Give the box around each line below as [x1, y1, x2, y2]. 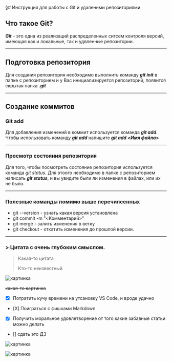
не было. [5, 180, 25, 186]
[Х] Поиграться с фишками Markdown [12, 306, 96, 312]
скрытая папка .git [5, 82, 46, 89]
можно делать [12, 321, 45, 328]
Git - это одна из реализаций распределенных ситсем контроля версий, [5, 33, 164, 39]
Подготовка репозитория [5, 58, 91, 67]
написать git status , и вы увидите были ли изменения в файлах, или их [5, 175, 161, 181]
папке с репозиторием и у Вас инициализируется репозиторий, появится [5, 77, 166, 83]
